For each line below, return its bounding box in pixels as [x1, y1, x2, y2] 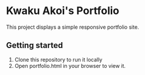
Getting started [6, 40, 63, 50]
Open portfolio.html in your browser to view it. [14, 62, 126, 69]
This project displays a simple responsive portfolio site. [6, 23, 139, 30]
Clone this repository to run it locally [14, 56, 103, 63]
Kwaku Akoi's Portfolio [6, 4, 119, 18]
